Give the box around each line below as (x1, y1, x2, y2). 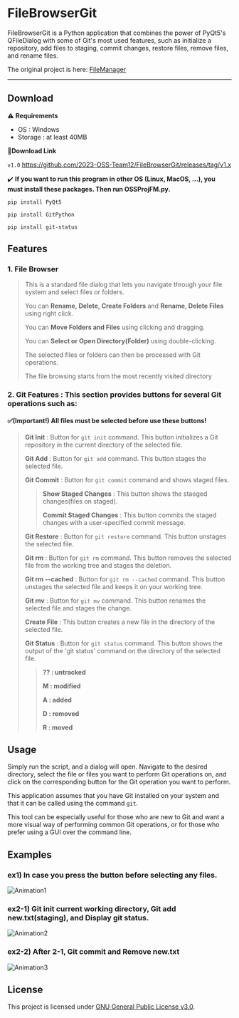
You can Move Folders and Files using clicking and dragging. (24, 323, 205, 332)
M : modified (42, 682, 81, 690)
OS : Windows (17, 125, 60, 133)
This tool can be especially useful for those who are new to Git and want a (7, 813, 225, 821)
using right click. (24, 309, 74, 318)
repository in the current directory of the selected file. (24, 440, 183, 449)
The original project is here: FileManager (7, 65, 127, 73)
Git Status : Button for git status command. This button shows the (24, 639, 223, 648)
